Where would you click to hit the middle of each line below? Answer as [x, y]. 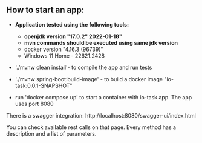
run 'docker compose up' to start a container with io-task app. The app [103, 97]
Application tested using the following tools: [72, 24]
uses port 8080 [34, 104]
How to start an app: [45, 10]
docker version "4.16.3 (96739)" [64, 49]
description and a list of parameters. [51, 133]
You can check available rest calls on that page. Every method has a [91, 127]
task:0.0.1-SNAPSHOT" [44, 85]
